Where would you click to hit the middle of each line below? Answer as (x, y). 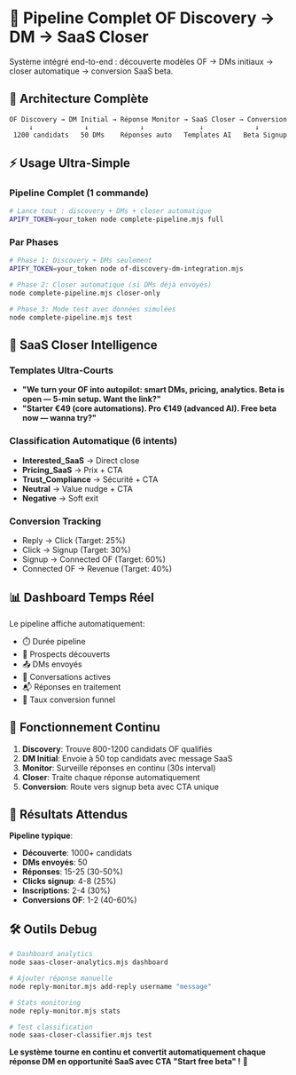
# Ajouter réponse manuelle (61, 979)
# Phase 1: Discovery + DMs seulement (81, 261)
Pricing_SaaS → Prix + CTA (72, 470)
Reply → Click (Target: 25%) (74, 541)
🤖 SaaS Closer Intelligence (83, 345)
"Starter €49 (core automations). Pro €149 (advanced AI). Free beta (149, 408)
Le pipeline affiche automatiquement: (77, 623)
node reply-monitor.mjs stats (65, 1011)
